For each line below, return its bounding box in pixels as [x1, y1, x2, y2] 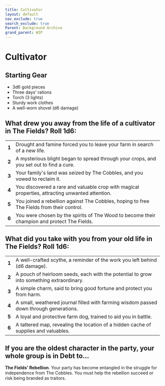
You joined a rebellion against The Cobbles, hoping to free [15, 198, 150, 205]
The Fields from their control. [15, 204, 82, 211]
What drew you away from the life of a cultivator [5, 119, 156, 128]
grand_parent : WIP [5, 30, 43, 35]
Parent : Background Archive [5, 26, 63, 31]
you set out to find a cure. [15, 161, 75, 168]
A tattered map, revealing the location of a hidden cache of [15, 321, 151, 328]
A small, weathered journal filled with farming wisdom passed [15, 299, 158, 306]
